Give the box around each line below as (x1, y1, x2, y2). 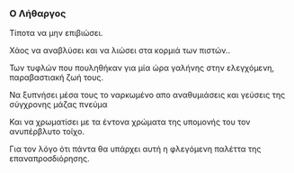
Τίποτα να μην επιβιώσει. (9, 28, 103, 39)
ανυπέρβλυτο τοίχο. (9, 126, 85, 137)
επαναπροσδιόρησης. (9, 153, 90, 164)
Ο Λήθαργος (9, 7, 67, 20)
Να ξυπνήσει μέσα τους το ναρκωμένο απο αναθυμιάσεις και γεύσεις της (9, 89, 286, 101)
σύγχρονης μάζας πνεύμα (9, 99, 108, 110)
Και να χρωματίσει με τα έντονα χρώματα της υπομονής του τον (9, 116, 251, 128)
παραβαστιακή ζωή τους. (9, 72, 103, 83)
